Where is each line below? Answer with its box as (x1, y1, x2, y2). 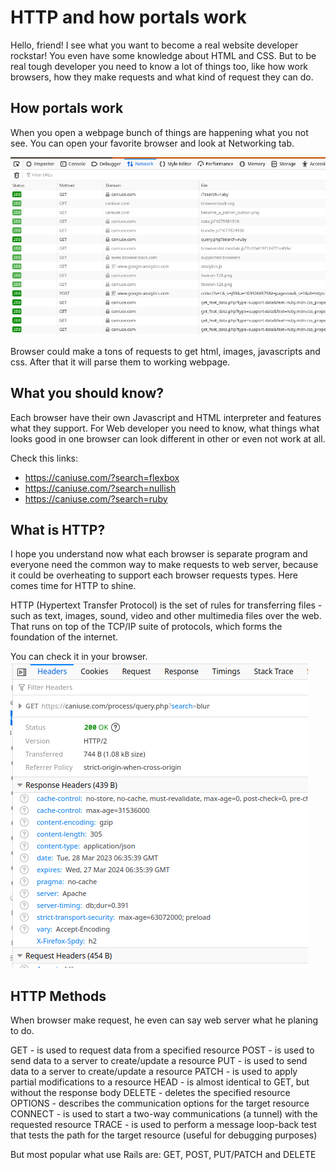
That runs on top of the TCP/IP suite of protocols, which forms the (10, 621, 283, 633)
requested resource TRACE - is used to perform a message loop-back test (10, 1119, 317, 1131)
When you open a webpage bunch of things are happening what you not (10, 126, 309, 138)
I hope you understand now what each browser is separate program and (10, 548, 308, 560)
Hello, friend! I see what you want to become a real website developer (10, 39, 299, 51)
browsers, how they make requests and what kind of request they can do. (10, 71, 314, 83)
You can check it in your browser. (10, 651, 148, 663)
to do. (10, 1025, 35, 1037)
